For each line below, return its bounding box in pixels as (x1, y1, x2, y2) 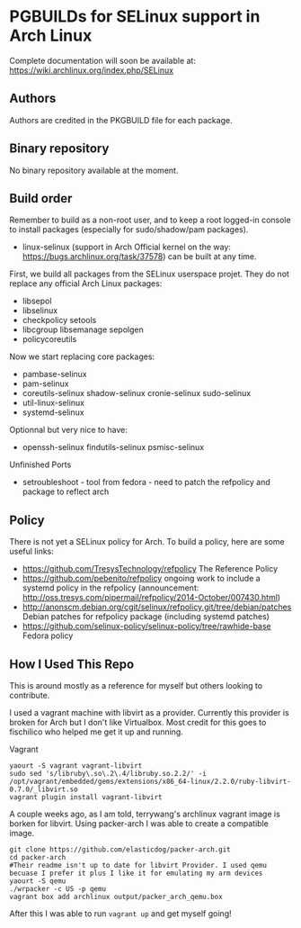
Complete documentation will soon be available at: (9, 55, 196, 66)
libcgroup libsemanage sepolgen (22, 324, 144, 335)
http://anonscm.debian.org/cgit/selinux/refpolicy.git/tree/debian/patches (22, 601, 292, 613)
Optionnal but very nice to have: (9, 425, 128, 436)
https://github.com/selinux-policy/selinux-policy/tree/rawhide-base (22, 621, 271, 632)
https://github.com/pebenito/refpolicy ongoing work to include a (22, 573, 261, 584)
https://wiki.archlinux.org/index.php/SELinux (9, 65, 173, 76)
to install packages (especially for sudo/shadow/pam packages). (9, 224, 249, 235)
